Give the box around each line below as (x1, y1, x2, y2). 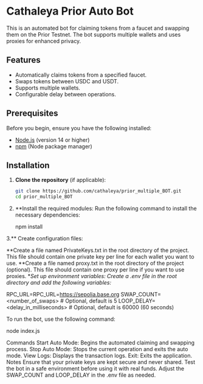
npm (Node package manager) (15, 142, 92, 150)
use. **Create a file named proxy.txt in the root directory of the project (6, 260, 184, 267)
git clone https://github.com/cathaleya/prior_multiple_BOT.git (15, 188, 182, 194)
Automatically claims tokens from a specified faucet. (15, 71, 147, 79)
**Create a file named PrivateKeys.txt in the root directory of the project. (6, 246, 190, 254)
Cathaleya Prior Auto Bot (6, 4, 134, 18)
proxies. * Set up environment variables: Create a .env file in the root (6, 273, 177, 280)
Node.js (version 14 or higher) (15, 136, 90, 144)
